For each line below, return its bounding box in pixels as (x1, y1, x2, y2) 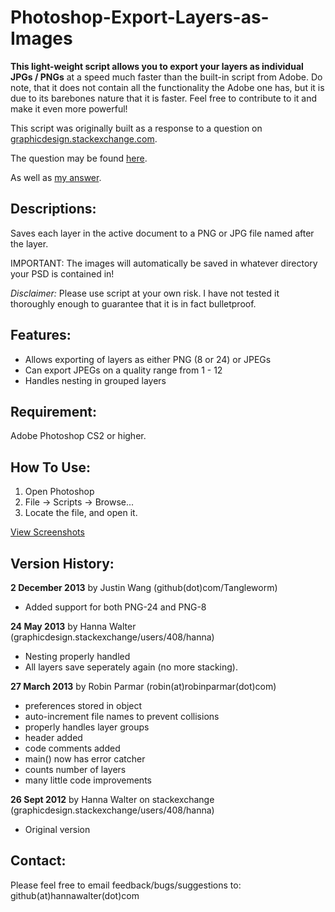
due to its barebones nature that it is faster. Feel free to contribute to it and (10, 92, 318, 104)
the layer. (10, 237, 49, 250)
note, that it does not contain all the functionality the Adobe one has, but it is (10, 81, 325, 93)
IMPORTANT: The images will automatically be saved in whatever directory (10, 257, 318, 269)
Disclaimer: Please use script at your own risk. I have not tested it (10, 287, 280, 299)
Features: (10, 327, 72, 344)
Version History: (10, 555, 115, 572)
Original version (24, 824, 91, 835)
